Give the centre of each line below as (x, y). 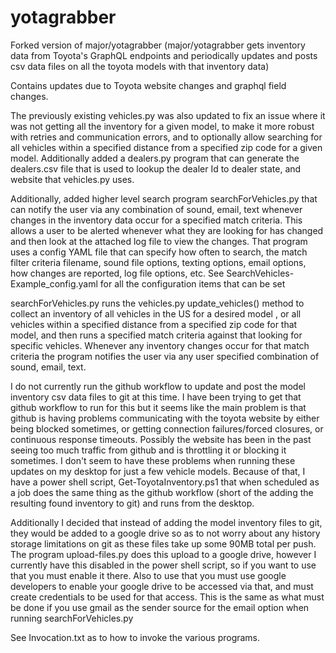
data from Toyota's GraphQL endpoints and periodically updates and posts (164, 55)
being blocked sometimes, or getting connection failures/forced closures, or (167, 428)
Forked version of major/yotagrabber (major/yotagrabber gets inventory (158, 45)
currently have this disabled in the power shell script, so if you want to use (163, 565)
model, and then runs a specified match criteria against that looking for (156, 335)
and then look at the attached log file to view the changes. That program (159, 241)
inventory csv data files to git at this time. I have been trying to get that (156, 397)
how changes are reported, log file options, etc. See (117, 273)
